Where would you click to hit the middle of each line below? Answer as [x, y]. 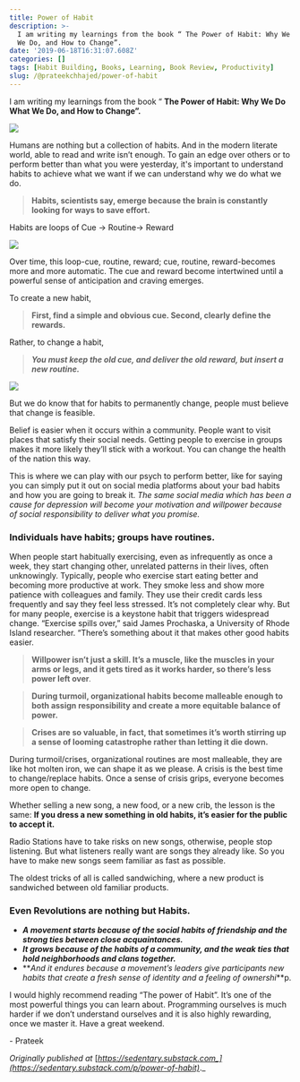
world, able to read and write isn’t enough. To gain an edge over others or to [150, 154]
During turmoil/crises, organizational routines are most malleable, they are [146, 760]
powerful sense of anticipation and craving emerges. [107, 280]
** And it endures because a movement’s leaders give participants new [153, 968]
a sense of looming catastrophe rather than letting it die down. [150, 742]
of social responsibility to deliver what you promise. [104, 514]
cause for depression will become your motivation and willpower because [146, 504]
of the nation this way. [50, 459]
